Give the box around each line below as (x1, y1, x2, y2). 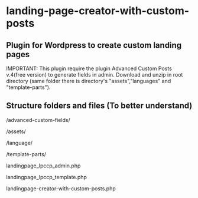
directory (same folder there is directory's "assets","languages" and (6, 78, 171, 84)
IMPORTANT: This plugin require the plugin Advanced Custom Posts (6, 65, 173, 72)
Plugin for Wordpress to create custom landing (6, 40, 182, 50)
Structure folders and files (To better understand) (6, 101, 193, 111)
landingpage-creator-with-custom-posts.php (6, 184, 116, 192)
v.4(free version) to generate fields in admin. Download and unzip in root (6, 71, 183, 78)
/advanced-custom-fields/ (6, 116, 70, 123)
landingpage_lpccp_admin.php (6, 162, 81, 169)
